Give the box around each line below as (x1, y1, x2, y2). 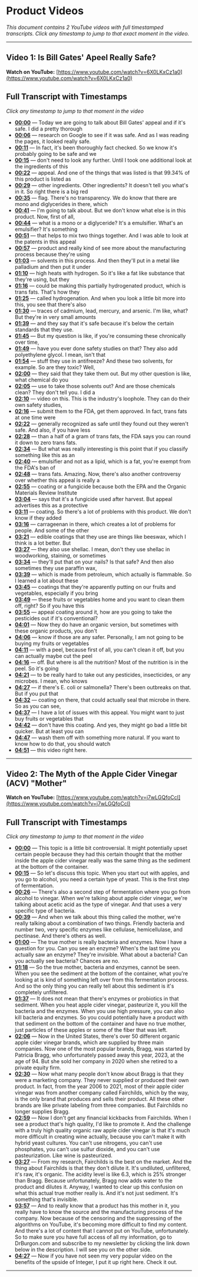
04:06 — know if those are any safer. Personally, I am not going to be (14, 633, 184, 640)
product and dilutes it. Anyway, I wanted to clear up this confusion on (14, 1183, 183, 1191)
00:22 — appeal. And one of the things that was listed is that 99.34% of (14, 169, 190, 176)
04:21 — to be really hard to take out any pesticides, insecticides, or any (14, 671, 191, 678)
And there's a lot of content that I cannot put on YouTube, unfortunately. (14, 1227, 190, 1234)
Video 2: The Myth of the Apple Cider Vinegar (6, 769, 178, 779)
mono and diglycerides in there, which (14, 200, 108, 207)
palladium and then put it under (14, 263, 91, 270)
